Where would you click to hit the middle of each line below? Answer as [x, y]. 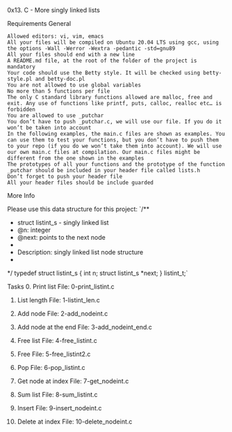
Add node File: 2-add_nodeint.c [63, 314]
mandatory [22, 67]
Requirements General [39, 23]
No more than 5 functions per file [59, 91]
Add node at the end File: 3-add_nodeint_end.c [85, 327]
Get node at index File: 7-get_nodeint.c [73, 381]
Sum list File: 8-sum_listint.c [58, 394]
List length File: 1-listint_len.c [59, 300]
